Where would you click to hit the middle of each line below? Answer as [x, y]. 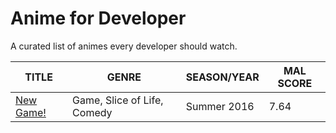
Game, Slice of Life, [118, 100]
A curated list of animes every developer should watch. [124, 46]
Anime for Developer [98, 18]
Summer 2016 [220, 106]
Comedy [92, 112]
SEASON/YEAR [222, 77]
